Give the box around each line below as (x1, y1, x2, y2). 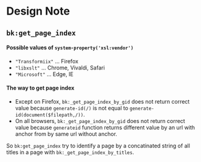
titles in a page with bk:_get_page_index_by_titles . (6, 148, 135, 156)
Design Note (6, 4, 70, 18)
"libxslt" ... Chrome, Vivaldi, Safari (15, 64, 105, 71)
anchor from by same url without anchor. (15, 130, 117, 138)
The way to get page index (6, 84, 75, 92)
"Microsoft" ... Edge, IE (15, 70, 74, 77)
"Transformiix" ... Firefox (15, 57, 79, 65)
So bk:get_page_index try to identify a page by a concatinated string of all (6, 142, 190, 149)
